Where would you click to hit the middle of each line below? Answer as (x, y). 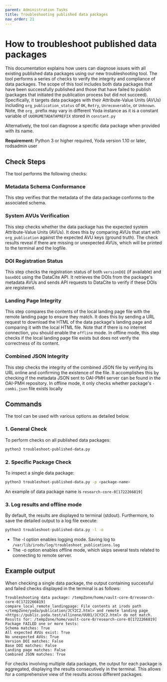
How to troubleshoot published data (81, 44)
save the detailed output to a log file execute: (52, 521)
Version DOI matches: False (34, 641)
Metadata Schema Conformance (45, 187)
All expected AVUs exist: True (38, 633)
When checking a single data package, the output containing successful (79, 583)
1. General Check (26, 429)
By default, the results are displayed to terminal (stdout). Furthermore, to (80, 516)
